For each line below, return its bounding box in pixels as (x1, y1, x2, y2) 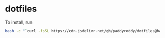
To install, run (5, 19, 33, 25)
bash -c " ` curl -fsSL (5, 28, 50, 33)
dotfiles (5, 3, 37, 14)
